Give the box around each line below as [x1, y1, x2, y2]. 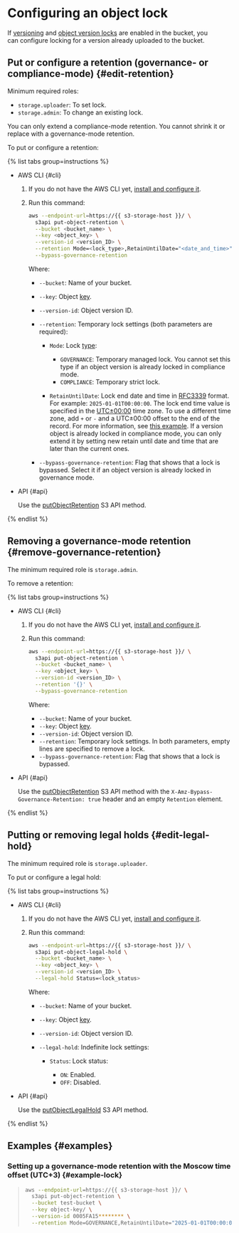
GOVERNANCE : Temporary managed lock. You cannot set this [60, 354, 231, 364]
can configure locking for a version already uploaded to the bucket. [7, 36, 205, 44]
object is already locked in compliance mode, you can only [49, 429, 222, 438]
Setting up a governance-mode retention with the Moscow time [7, 1161, 231, 1171]
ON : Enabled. [60, 1070, 96, 1079]
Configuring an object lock [7, 5, 169, 21]
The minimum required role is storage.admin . [7, 565, 139, 573]
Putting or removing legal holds [7, 829, 149, 841]
